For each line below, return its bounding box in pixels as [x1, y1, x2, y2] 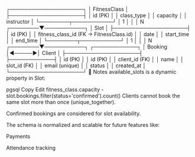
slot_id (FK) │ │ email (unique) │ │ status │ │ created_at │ [6, 62, 147, 69]
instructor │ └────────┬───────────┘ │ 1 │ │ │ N [6, 18, 144, 25]
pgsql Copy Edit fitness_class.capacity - [6, 86, 104, 93]
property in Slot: [6, 74, 45, 81]
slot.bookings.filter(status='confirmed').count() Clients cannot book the [6, 92, 180, 99]
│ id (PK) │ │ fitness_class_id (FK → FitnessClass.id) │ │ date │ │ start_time [6, 31, 190, 38]
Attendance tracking [6, 145, 56, 151]
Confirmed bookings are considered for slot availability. [6, 110, 141, 117]
